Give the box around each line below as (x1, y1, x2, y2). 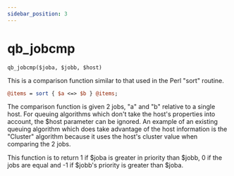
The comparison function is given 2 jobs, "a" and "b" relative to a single (7, 103, 216, 111)
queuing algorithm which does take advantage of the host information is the (7, 125, 228, 134)
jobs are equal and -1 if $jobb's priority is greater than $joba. (7, 161, 184, 170)
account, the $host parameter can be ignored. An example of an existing (7, 118, 218, 126)
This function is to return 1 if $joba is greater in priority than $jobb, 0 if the (7, 153, 223, 162)
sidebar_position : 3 (7, 10, 68, 18)
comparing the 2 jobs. (7, 140, 72, 149)
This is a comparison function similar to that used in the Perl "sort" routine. (7, 76, 224, 84)
